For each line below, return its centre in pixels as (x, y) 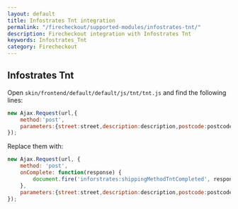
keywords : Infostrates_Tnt (47, 40)
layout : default (31, 14)
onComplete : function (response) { (71, 173)
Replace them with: (35, 147)
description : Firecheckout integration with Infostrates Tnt (100, 34)
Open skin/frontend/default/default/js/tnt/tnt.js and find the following (117, 92)
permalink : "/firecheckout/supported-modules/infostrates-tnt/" (104, 27)
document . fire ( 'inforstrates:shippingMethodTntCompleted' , (122, 179)
